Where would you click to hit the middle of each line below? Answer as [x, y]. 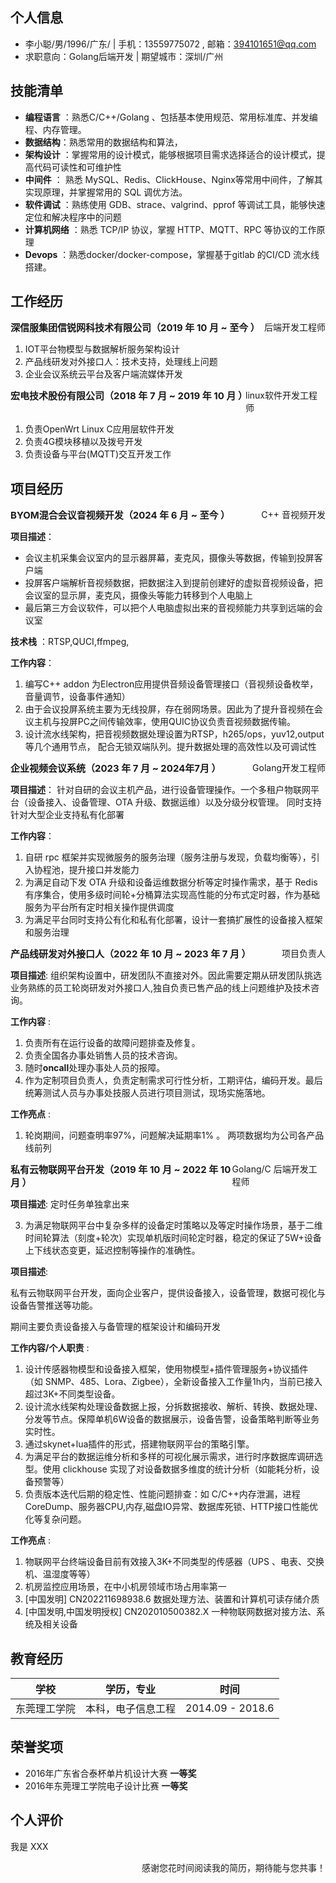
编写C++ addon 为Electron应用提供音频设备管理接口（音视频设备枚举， [171, 684]
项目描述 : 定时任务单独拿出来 [70, 1204]
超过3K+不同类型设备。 [72, 1394]
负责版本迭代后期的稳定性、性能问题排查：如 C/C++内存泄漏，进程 [162, 1494]
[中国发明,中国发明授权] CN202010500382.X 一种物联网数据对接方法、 [170, 1612]
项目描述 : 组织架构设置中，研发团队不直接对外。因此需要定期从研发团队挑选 [166, 975]
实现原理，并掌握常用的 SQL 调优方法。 [106, 192]
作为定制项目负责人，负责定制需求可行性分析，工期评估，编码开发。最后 [173, 1080]
